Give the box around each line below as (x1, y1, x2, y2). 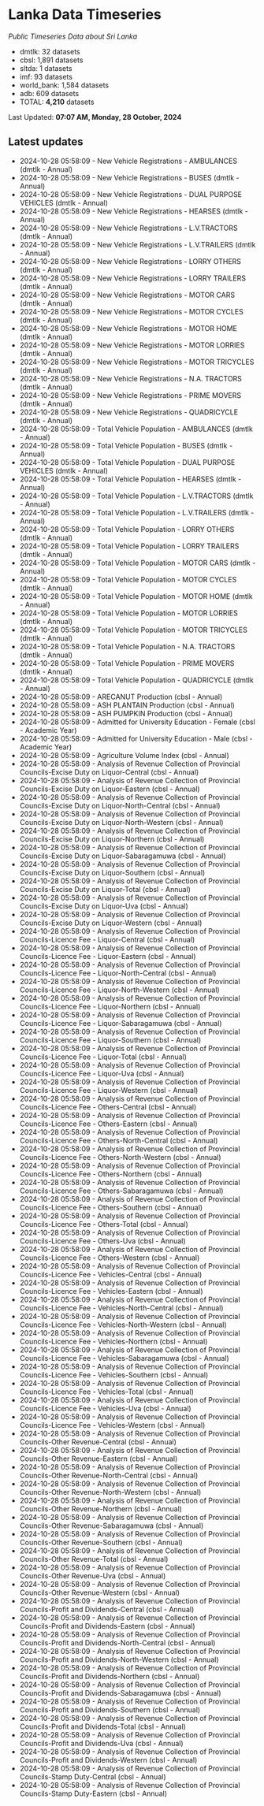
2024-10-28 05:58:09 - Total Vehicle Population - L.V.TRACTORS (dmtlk (19, 491, 254, 500)
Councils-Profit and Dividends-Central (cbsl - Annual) (19, 1604, 195, 1614)
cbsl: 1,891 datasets (19, 55, 84, 65)
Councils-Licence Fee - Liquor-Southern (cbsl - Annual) (19, 1035, 202, 1045)
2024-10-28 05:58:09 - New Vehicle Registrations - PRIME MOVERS (19, 390, 242, 399)
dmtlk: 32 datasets (19, 46, 80, 56)
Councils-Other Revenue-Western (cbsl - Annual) (19, 1588, 180, 1597)
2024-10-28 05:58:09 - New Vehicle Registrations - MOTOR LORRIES (19, 340, 245, 350)
